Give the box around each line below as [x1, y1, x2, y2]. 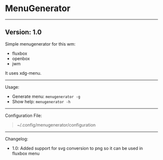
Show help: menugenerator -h [12, 98, 71, 104]
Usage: [5, 84, 19, 90]
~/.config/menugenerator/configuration [16, 122, 96, 128]
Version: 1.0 [5, 28, 42, 36]
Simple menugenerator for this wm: [5, 41, 76, 47]
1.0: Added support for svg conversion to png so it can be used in [12, 145, 143, 151]
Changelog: [5, 136, 28, 142]
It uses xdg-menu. [5, 70, 42, 76]
